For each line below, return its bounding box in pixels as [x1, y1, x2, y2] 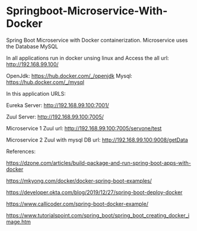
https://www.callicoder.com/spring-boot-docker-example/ [6, 200, 148, 207]
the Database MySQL [6, 43, 58, 50]
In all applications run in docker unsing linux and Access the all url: [6, 54, 169, 61]
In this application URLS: [6, 90, 66, 97]
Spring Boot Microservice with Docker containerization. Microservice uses [6, 36, 188, 43]
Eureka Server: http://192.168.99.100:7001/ [6, 101, 109, 108]
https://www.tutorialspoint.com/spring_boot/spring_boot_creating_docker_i [6, 211, 190, 218]
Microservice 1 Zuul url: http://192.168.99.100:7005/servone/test [6, 124, 162, 132]
